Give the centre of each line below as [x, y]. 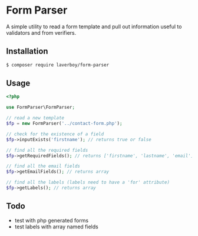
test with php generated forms [52, 220]
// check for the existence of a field [55, 134]
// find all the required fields [47, 150]
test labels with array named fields [56, 227]
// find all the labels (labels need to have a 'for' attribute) [88, 182]
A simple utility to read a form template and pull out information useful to [94, 26]
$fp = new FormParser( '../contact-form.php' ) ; [64, 124]
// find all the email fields [43, 166]
